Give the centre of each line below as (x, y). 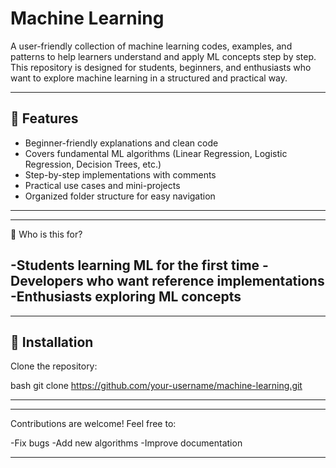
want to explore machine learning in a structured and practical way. (149, 78)
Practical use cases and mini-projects (102, 185)
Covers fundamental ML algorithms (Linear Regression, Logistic (156, 153)
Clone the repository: (54, 366)
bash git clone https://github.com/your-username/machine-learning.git (156, 386)
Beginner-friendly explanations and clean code (121, 143)
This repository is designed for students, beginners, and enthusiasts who (161, 67)
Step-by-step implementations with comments (120, 174)
